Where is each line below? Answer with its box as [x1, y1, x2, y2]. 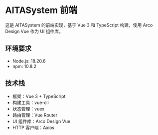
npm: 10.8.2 [12, 63, 36, 69]
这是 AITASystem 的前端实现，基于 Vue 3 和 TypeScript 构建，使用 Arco [5, 22, 153, 28]
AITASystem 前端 [5, 4, 78, 16]
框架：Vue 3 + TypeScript [12, 93, 66, 99]
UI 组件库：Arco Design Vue [12, 118, 71, 124]
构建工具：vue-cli [12, 99, 49, 105]
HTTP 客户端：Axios [12, 124, 55, 130]
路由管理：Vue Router [12, 112, 58, 118]
